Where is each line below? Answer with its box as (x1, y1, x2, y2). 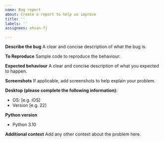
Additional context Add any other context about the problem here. (5, 131, 141, 137)
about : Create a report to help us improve (5, 12, 97, 17)
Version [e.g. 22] (12, 102, 47, 108)
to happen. (5, 68, 27, 74)
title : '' (5, 16, 26, 21)
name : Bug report (5, 7, 41, 12)
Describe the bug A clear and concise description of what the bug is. (5, 44, 147, 50)
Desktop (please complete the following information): (5, 87, 118, 93)
